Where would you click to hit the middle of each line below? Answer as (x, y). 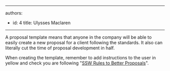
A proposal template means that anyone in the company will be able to (78, 37)
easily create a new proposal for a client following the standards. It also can (84, 43)
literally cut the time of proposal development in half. (60, 48)
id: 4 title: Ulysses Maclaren (41, 23)
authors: (14, 13)
